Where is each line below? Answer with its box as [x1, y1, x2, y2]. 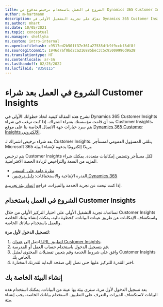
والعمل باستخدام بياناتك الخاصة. [5, 220, 62, 226]
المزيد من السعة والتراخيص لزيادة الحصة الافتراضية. [5, 158, 98, 164]
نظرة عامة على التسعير [12, 168, 54, 173]
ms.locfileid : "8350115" [5, 66, 55, 71]
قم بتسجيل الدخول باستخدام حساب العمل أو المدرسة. [12, 244, 109, 249]
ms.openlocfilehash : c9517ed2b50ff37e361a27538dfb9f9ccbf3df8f [5, 43, 136, 48]
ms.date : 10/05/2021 [5, 25, 47, 30]
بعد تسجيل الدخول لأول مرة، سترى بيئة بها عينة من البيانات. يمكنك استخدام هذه [5, 286, 147, 292]
